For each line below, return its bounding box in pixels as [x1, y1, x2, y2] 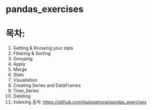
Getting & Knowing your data [13, 45, 73, 51]
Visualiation [13, 77, 37, 83]
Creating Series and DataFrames [13, 82, 81, 88]
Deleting [13, 93, 31, 99]
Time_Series [13, 88, 39, 94]
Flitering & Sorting [13, 50, 51, 56]
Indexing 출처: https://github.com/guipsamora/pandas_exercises [13, 99, 147, 105]
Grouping [13, 56, 33, 62]
